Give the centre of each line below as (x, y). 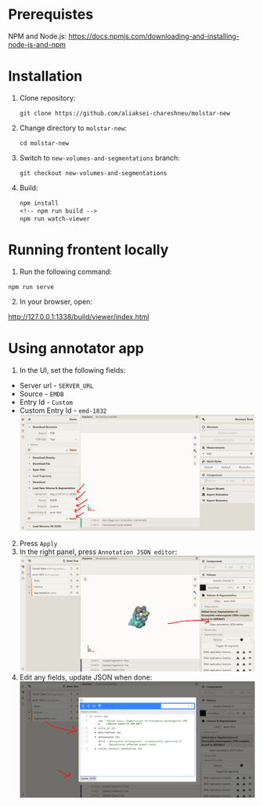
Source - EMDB (41, 393)
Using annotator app (76, 348)
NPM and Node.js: (38, 36)
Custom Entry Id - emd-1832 (63, 410)
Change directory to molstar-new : (73, 128)
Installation (45, 77)
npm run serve (31, 287)
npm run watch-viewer (54, 219)
